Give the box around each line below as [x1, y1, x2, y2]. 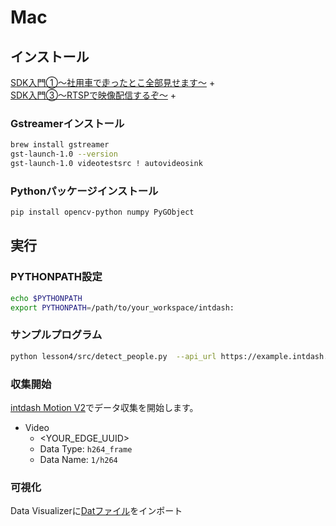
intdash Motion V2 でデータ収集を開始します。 [10, 402, 199, 413]
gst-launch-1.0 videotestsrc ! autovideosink [10, 159, 203, 169]
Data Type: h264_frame [39, 443, 133, 455]
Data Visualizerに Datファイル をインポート [10, 505, 183, 517]
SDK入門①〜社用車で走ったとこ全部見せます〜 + [10, 77, 216, 88]
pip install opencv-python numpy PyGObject [10, 207, 195, 218]
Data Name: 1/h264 [39, 454, 118, 465]
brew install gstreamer [10, 140, 110, 150]
